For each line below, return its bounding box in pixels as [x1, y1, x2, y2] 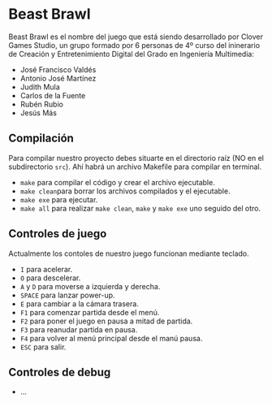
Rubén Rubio [19, 99, 63, 109]
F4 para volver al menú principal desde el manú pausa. [19, 333, 203, 343]
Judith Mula [19, 82, 61, 92]
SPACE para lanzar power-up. [19, 290, 115, 300]
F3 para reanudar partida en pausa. [19, 324, 138, 334]
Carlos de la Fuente [19, 90, 86, 100]
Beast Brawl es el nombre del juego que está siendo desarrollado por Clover [8, 32, 264, 41]
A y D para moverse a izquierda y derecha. [19, 281, 161, 291]
